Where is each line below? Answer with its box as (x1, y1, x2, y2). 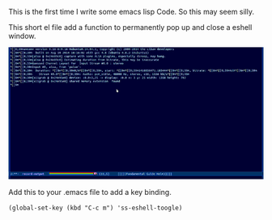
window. (8, 32, 36, 40)
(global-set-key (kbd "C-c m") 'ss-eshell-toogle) (8, 204, 183, 212)
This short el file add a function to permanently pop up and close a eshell (8, 23, 253, 32)
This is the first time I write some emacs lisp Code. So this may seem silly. (8, 7, 255, 16)
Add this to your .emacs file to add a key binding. (8, 187, 172, 197)
